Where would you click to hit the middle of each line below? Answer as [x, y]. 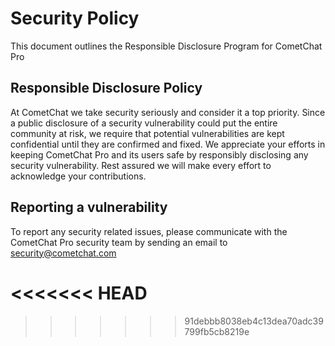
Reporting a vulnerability [89, 207]
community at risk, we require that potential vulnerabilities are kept [147, 133]
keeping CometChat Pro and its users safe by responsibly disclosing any [159, 154]
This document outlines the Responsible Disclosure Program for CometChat [166, 46]
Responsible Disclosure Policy [106, 88]
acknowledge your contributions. [78, 176]
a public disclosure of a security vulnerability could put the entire [144, 123]
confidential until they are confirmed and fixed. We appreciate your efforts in [168, 144]
